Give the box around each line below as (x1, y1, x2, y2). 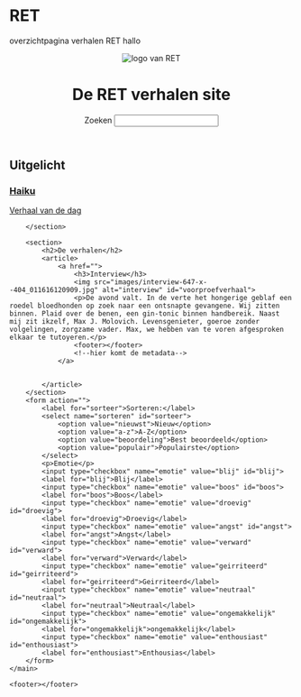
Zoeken (84, 115, 113, 125)
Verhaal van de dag (9, 205, 82, 216)
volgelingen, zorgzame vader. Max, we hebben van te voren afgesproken (9, 326, 284, 335)
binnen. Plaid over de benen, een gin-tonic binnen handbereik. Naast (9, 309, 280, 318)
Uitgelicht (9, 157, 66, 172)
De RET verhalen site (71, 85, 232, 105)
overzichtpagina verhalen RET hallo (9, 35, 141, 46)
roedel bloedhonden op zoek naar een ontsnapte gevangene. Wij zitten (9, 301, 280, 311)
